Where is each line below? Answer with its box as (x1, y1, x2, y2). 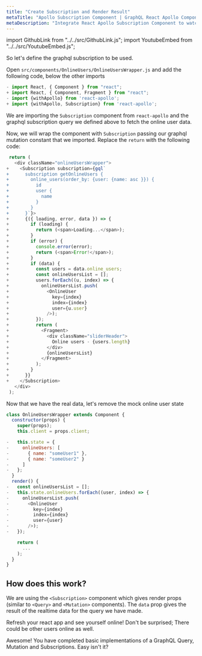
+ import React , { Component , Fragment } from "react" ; (6, 90, 149, 96)
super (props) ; (17, 423, 52, 429)
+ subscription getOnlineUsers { (6, 171, 103, 177)
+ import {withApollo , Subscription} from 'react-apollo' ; (6, 101, 158, 107)
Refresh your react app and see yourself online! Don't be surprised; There (6, 619, 189, 626)
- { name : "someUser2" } (6, 456, 85, 462)
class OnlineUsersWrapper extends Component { (6, 411, 125, 418)
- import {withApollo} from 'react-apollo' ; (6, 96, 120, 102)
